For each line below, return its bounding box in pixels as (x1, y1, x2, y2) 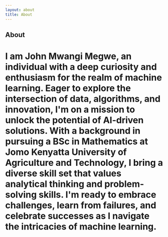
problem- (104, 178, 144, 190)
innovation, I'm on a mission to (5, 104, 135, 115)
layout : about (5, 7, 35, 13)
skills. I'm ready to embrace (38, 189, 156, 200)
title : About (5, 12, 33, 17)
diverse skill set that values (5, 168, 122, 179)
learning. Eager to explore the (5, 83, 131, 94)
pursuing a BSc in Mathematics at (5, 136, 148, 147)
